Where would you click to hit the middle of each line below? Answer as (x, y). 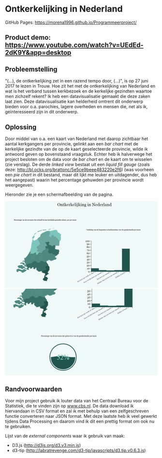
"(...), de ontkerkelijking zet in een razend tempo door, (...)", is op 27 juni (77, 81)
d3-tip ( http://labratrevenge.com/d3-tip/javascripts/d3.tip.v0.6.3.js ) (79, 450)
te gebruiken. (18, 426)
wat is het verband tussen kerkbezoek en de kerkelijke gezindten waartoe (79, 91)
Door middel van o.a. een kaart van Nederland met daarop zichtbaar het (77, 139)
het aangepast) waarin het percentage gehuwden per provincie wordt (74, 180)
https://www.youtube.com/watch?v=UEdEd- (74, 45)
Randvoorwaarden (34, 389)
